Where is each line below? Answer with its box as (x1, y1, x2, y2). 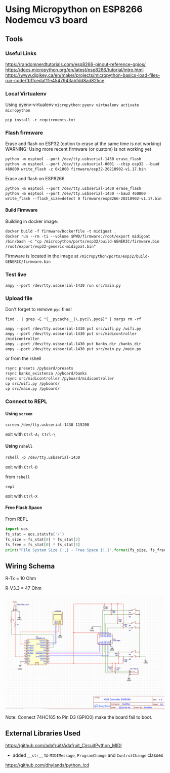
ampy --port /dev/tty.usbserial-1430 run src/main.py (5, 283, 121, 288)
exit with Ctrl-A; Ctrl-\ (5, 431, 56, 438)
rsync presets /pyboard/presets (5, 366, 73, 371)
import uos (5, 526, 28, 531)
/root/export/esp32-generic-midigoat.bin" (5, 244, 96, 249)
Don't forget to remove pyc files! (5, 306, 72, 313)
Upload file (5, 294, 33, 301)
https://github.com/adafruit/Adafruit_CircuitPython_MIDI (5, 743, 122, 749)
